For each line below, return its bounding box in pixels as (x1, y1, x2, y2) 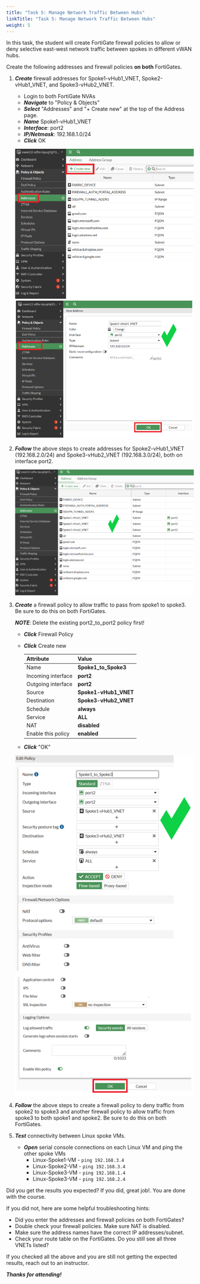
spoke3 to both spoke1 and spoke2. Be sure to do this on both (14, 1114, 167, 1121)
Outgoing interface (26, 680, 73, 688)
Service (26, 713, 46, 720)
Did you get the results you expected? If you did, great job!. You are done (6, 1187, 186, 1194)
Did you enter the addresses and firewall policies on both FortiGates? (14, 1216, 185, 1223)
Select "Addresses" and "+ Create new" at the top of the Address (23, 105, 185, 113)
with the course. (6, 1194, 46, 1201)
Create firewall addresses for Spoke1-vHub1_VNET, (14, 75, 141, 82)
